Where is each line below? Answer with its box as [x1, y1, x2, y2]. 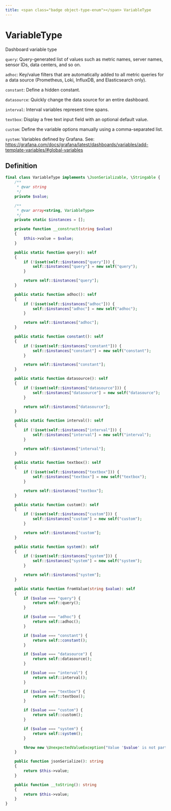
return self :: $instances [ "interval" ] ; [23, 446, 106, 451]
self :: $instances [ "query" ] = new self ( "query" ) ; [32, 264, 138, 269]
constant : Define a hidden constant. [5, 87, 80, 93]
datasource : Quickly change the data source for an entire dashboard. [5, 96, 149, 102]
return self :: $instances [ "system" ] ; [23, 572, 101, 577]
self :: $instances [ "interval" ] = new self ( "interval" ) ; [32, 432, 152, 437]
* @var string [16, 184, 47, 190]
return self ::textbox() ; [32, 693, 85, 699]
